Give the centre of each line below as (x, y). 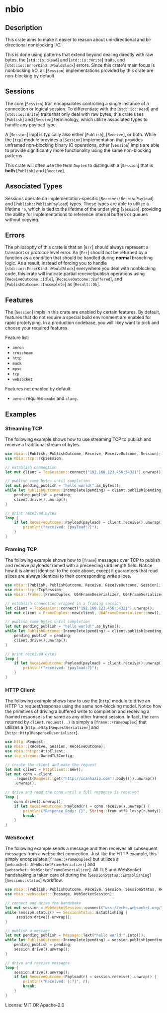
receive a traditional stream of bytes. (43, 444)
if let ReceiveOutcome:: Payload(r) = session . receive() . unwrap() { (85, 977)
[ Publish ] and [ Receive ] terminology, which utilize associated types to (77, 119)
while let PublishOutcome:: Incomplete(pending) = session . (68, 940)
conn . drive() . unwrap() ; (39, 802)
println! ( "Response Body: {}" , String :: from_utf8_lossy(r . (85, 811)
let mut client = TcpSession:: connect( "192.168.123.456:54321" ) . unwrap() (83, 472)
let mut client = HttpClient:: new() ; (44, 769)
